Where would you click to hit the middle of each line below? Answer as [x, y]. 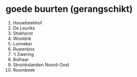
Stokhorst [23, 33]
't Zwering [23, 54]
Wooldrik [22, 38]
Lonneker [23, 43]
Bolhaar [21, 59]
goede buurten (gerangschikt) [69, 9]
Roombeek [24, 70]
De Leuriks [24, 28]
